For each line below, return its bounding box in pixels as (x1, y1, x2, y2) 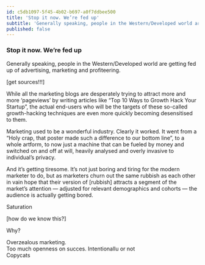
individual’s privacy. (6, 154, 56, 161)
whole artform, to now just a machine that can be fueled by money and (6, 141, 184, 148)
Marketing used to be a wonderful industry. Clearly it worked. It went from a (6, 127, 197, 135)
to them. (6, 116, 27, 123)
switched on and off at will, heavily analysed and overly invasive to (6, 147, 174, 154)
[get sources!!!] (6, 78, 45, 85)
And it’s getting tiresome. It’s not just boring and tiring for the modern (6, 165, 180, 172)
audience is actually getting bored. (6, 191, 93, 199)
